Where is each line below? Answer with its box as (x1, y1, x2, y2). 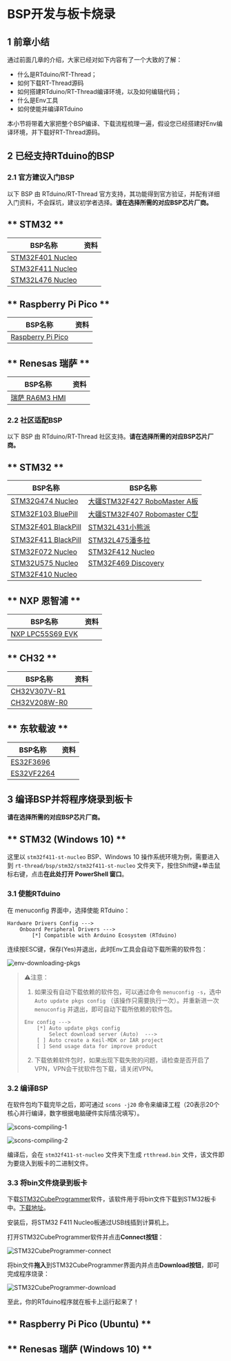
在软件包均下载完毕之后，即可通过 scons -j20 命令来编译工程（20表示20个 (7, 1100, 220, 1108)
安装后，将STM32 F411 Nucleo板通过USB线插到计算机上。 (7, 1218, 173, 1226)
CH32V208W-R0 (10, 697, 68, 707)
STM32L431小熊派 (88, 523, 150, 532)
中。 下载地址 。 (7, 1204, 50, 1212)
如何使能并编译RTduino (17, 105, 83, 113)
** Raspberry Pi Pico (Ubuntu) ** (7, 1318, 152, 1330)
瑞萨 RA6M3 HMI (10, 393, 66, 403)
